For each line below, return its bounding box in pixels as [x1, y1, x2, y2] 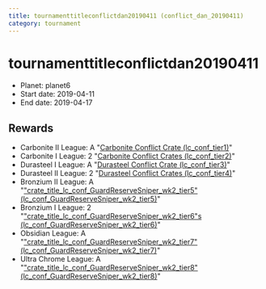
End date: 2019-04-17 [19, 98, 93, 107]
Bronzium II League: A [19, 177, 95, 186]
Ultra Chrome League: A [19, 254, 101, 264]
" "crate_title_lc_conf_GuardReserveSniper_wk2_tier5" [19, 186, 198, 195]
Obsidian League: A [19, 228, 87, 238]
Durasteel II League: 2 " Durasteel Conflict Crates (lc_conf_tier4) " [19, 169, 236, 178]
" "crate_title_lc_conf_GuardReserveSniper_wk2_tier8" [19, 263, 198, 273]
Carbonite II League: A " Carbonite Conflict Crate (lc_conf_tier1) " [19, 143, 233, 153]
